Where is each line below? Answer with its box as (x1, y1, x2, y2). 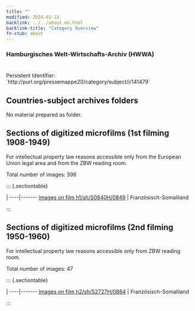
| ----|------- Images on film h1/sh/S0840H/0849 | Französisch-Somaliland (6, 193, 189, 201)
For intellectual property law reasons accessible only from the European (6, 153, 181, 160)
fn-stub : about (6, 31, 44, 37)
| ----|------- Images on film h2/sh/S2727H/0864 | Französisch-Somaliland (6, 288, 189, 295)
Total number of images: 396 (6, 171, 77, 178)
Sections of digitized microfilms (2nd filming (6, 222, 173, 232)
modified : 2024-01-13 (6, 14, 60, 20)
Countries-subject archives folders (6, 95, 139, 105)
